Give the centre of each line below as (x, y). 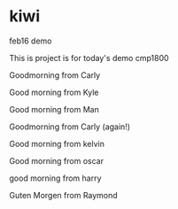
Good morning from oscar (57, 160)
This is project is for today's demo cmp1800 (89, 58)
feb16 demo (31, 41)
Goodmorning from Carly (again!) (70, 127)
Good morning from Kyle (54, 92)
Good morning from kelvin (57, 143)
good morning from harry (55, 178)
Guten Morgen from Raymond (63, 195)
